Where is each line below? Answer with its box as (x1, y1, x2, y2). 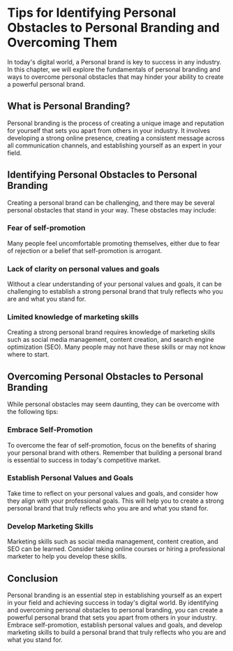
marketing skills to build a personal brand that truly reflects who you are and (7, 628, 227, 636)
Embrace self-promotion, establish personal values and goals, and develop (7, 620, 223, 629)
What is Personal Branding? (7, 100, 130, 113)
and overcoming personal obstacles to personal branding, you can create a (7, 606, 223, 614)
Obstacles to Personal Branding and (7, 20, 220, 36)
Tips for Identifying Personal (7, 5, 176, 21)
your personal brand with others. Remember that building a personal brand (7, 448, 222, 457)
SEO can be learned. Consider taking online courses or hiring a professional (7, 545, 225, 553)
